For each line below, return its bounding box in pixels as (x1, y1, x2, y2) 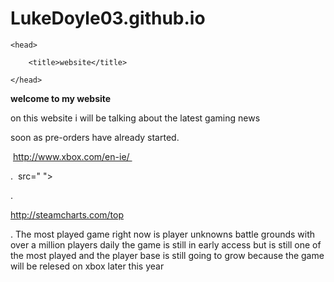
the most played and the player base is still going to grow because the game (10, 249, 325, 261)
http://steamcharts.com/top (10, 208, 124, 221)
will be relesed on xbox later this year (10, 260, 165, 272)
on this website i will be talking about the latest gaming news (10, 112, 261, 124)
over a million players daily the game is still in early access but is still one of (10, 238, 322, 251)
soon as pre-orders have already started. (10, 131, 180, 143)
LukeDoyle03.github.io (10, 7, 206, 30)
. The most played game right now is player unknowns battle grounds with (10, 228, 316, 240)
